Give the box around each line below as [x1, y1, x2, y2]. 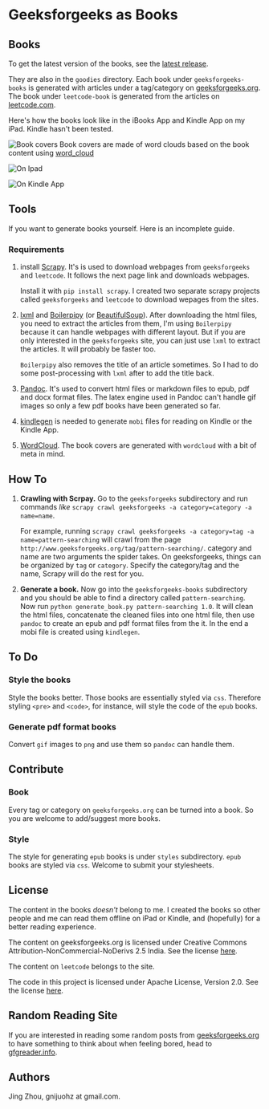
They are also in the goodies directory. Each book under [8, 75, 193, 83]
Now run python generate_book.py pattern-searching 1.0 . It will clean [19, 601, 254, 611]
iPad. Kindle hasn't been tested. [8, 124, 114, 133]
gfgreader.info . [8, 1047, 58, 1057]
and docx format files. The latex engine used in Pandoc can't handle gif [19, 392, 257, 402]
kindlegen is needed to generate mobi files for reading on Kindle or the [19, 416, 253, 426]
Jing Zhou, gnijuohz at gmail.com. [8, 1091, 120, 1101]
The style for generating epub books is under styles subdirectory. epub [8, 851, 242, 861]
